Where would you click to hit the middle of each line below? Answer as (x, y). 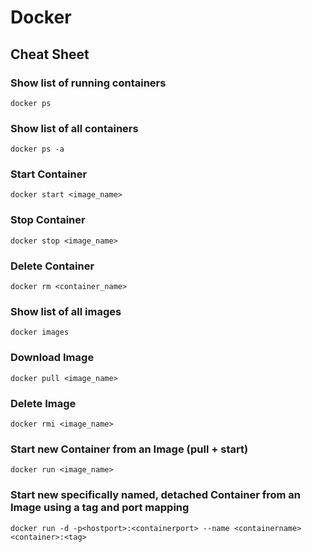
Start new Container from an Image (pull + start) (129, 449)
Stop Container (48, 220)
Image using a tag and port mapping (100, 508)
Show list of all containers (74, 128)
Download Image (52, 358)
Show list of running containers (88, 83)
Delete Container (52, 266)
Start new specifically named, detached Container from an (155, 495)
